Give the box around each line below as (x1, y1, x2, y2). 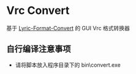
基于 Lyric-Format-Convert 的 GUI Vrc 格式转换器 (6, 24, 130, 32)
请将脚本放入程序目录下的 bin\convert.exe (15, 61, 121, 69)
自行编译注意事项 (6, 44, 71, 55)
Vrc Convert (6, 4, 70, 18)
